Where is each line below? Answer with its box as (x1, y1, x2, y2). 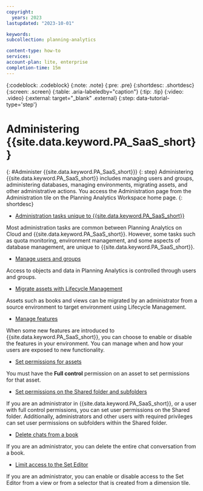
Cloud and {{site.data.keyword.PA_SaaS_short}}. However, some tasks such (6, 230, 196, 238)
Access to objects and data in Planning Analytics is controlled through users (6, 267, 196, 274)
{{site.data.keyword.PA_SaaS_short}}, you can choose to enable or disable (6, 333, 192, 340)
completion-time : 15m (6, 64, 61, 70)
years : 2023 (12, 15, 42, 21)
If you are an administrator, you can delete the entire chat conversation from (6, 442, 196, 450)
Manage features (15, 315, 58, 322)
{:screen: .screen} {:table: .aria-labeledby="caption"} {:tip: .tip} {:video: (6, 88, 184, 95)
